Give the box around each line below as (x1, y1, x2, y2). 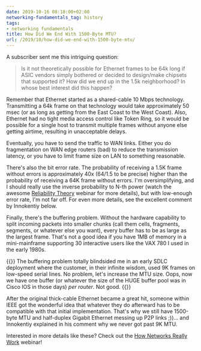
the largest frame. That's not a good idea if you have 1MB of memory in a (6, 233, 187, 240)
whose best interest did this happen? (20, 84, 113, 91)
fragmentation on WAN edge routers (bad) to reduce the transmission (6, 146, 178, 153)
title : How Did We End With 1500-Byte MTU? (6, 31, 117, 37)
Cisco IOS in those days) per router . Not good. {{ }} (6, 284, 131, 290)
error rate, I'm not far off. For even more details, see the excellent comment (6, 196, 192, 203)
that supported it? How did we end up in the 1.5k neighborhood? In (20, 78, 186, 85)
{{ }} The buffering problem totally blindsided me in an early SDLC (6, 258, 168, 265)
